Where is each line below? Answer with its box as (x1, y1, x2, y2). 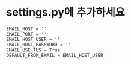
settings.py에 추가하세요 (6, 5, 125, 19)
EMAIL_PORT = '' (6, 31, 47, 37)
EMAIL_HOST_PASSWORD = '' (6, 42, 71, 48)
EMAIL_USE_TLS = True (6, 46, 61, 53)
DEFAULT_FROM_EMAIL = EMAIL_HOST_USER (6, 52, 103, 58)
